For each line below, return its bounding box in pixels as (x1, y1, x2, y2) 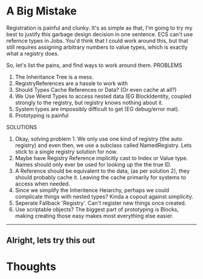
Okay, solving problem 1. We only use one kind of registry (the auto (14, 135, 182, 143)
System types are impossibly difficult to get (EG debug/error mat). (14, 105, 180, 112)
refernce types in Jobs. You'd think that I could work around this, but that (6, 37, 188, 44)
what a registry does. (6, 50, 59, 57)
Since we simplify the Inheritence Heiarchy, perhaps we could (14, 186, 169, 194)
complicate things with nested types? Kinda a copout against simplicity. (14, 193, 193, 200)
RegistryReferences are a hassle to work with (14, 80, 128, 87)
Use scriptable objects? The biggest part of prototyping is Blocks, (14, 205, 179, 213)
